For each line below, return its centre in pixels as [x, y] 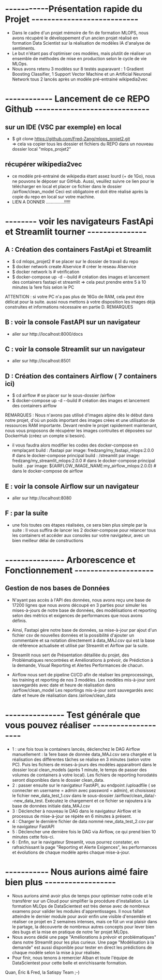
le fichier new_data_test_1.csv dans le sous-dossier [63, 795]
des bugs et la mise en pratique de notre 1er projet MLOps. [70, 932]
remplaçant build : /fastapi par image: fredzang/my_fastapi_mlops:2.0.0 [83, 450]
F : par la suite [27, 513]
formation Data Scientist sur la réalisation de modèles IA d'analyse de [81, 43]
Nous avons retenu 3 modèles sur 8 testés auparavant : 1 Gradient [78, 69]
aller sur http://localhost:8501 [41, 361]
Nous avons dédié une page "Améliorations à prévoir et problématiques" [84, 937]
